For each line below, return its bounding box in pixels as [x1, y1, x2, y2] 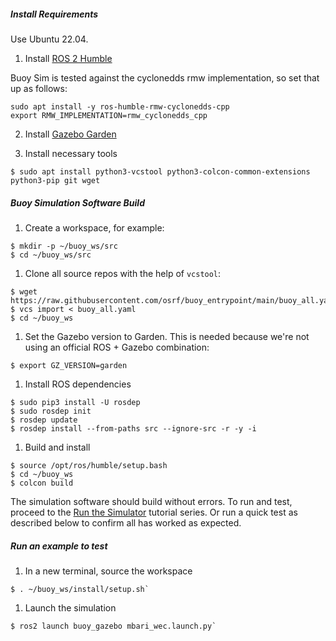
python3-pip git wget [10, 175, 101, 185]
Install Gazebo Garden [24, 128, 117, 140]
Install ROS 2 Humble [24, 52, 113, 64]
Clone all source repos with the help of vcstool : [24, 267, 222, 279]
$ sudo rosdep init [10, 406, 92, 416]
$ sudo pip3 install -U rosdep [10, 397, 141, 407]
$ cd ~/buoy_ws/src [10, 250, 92, 260]
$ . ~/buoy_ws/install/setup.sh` [10, 584, 150, 594]
